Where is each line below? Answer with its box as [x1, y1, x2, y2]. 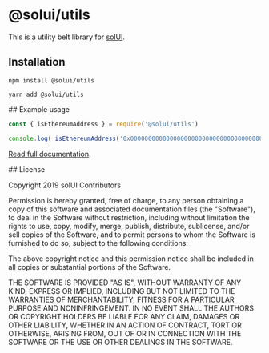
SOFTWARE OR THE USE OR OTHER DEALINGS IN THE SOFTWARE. [8, 337, 233, 347]
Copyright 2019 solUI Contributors [8, 180, 122, 190]
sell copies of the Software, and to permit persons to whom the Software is [8, 230, 256, 239]
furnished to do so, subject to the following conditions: [8, 238, 188, 247]
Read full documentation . [8, 149, 91, 158]
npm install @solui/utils [8, 76, 94, 85]
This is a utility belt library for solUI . [8, 32, 126, 42]
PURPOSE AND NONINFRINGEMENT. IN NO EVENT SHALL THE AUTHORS [8, 303, 255, 313]
